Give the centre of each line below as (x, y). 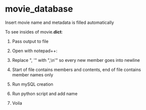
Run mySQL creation (32, 84)
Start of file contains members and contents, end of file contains (76, 70)
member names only (32, 74)
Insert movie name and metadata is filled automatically (59, 22)
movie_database (39, 9)
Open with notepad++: (35, 51)
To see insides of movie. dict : (34, 32)
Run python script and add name (45, 93)
